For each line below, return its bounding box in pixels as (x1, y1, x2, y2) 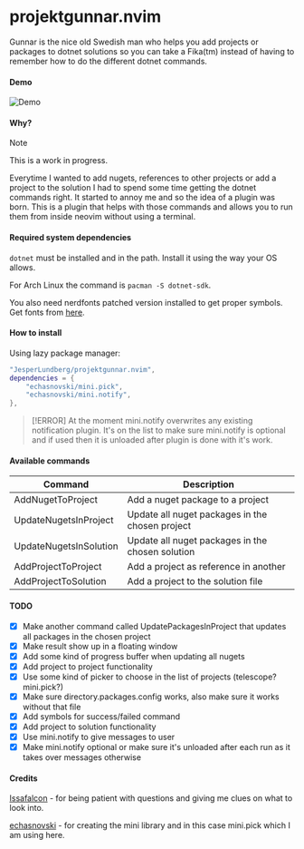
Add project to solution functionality (22, 721, 157, 732)
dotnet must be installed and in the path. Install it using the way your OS (9, 252, 278, 263)
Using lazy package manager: (9, 347, 120, 358)
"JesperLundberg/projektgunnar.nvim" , (9, 365, 156, 374)
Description (182, 478, 235, 491)
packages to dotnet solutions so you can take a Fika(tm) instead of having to (9, 45, 295, 56)
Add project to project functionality (22, 660, 154, 672)
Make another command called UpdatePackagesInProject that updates (22, 620, 287, 631)
